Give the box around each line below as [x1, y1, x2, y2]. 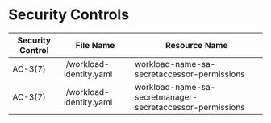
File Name [75, 39, 115, 51]
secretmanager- [134, 91, 198, 102]
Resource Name [165, 39, 228, 51]
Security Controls [8, 6, 130, 24]
